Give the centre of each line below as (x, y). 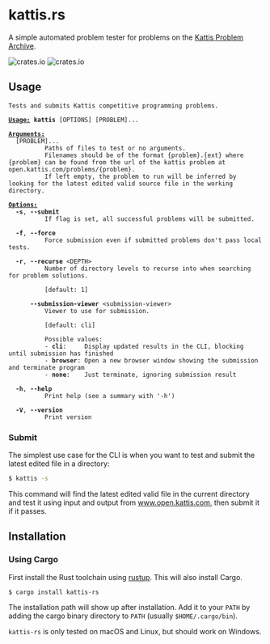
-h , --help (34, 389)
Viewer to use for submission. (97, 311)
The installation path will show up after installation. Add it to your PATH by (129, 608)
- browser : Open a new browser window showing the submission (151, 360)
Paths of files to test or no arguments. (115, 148)
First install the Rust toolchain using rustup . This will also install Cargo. (125, 577)
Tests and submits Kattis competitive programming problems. (114, 106)
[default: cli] (70, 325)
